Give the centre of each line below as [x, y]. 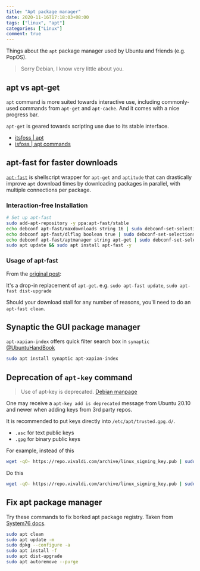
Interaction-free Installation [47, 205]
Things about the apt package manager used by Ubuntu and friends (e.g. [96, 51]
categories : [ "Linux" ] [34, 28]
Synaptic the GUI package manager [73, 327]
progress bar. [23, 115]
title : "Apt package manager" [44, 12]
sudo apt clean [25, 534]
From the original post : [34, 274]
